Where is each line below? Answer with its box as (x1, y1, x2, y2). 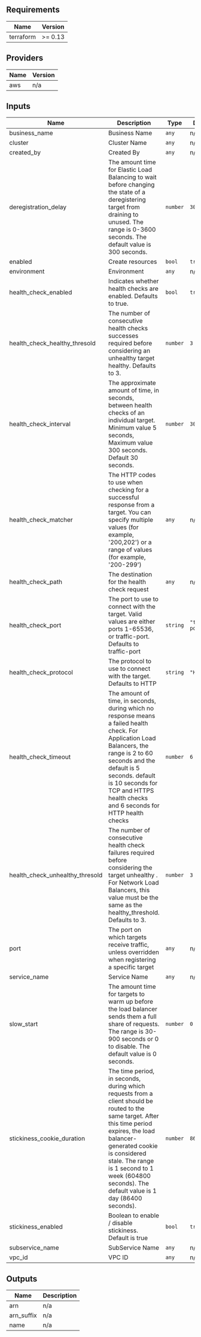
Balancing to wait (108, 173, 157, 181)
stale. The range (108, 1157, 154, 1165)
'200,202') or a (108, 538, 152, 546)
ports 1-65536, (108, 625, 154, 633)
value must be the (108, 894, 159, 902)
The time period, (108, 1067, 155, 1075)
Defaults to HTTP (108, 679, 157, 688)
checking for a (108, 486, 149, 494)
